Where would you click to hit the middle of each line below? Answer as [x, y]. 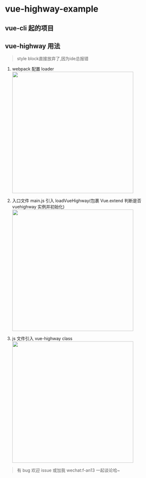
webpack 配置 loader [33, 69]
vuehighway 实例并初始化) [38, 207]
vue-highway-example [52, 9]
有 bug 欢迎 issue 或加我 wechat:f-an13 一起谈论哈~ [68, 470]
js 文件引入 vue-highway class [42, 339]
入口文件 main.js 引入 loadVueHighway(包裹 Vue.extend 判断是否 [77, 201]
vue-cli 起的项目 [29, 28]
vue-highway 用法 [33, 46]
